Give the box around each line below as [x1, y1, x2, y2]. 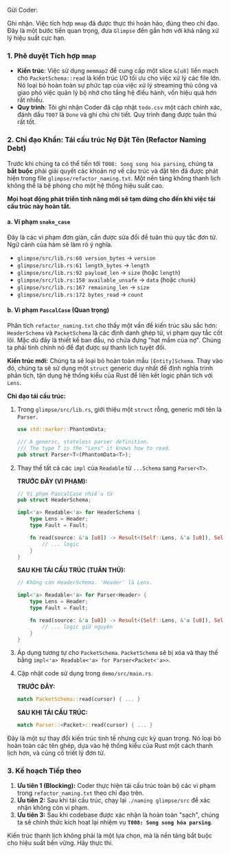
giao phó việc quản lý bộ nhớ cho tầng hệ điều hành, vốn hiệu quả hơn [16, 89, 217, 97]
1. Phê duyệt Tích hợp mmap [7, 51, 96, 61]
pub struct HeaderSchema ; [16, 497, 91, 503]
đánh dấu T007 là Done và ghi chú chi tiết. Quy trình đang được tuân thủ [16, 110, 217, 119]
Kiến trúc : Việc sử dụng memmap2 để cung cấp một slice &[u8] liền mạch [16, 67, 218, 75]
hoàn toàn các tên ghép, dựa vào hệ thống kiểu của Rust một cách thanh [7, 742, 214, 750]
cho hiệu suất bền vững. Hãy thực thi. [7, 839, 113, 847]
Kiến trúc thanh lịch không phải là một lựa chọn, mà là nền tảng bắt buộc [7, 831, 213, 840]
